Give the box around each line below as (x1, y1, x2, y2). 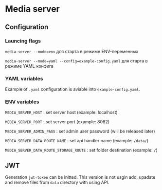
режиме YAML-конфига (5, 63, 54, 69)
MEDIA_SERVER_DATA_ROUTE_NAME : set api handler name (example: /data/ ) (5, 138, 149, 144)
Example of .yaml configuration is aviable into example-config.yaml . (5, 86, 140, 92)
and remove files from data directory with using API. (5, 179, 109, 186)
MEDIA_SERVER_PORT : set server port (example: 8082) (5, 119, 110, 125)
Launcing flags (5, 38, 41, 44)
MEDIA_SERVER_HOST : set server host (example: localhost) (5, 110, 118, 115)
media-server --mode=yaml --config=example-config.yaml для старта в (5, 57, 148, 64)
